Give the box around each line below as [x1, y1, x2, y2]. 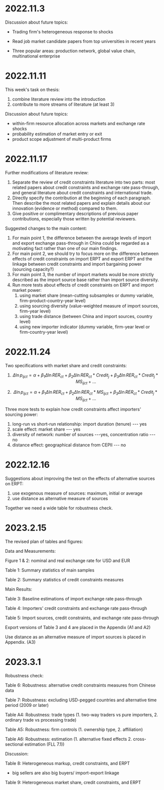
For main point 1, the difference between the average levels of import [12, 235, 152, 241]
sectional [5, 741, 23, 747]
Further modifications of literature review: [5, 169, 89, 175]
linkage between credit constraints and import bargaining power [12, 261, 142, 267]
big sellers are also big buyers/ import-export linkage [12, 770, 119, 776]
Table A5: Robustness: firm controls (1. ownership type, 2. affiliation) [5, 727, 143, 732]
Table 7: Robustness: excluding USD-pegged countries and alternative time [5, 697, 157, 703]
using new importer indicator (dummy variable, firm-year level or [19, 323, 150, 330]
